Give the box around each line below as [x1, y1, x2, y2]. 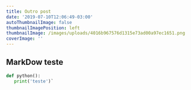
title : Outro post [6, 8, 51, 15]
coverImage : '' [6, 36, 43, 41]
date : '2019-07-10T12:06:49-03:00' [6, 14, 93, 20]
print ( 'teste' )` [14, 78, 54, 84]
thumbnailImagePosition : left [6, 25, 81, 31]
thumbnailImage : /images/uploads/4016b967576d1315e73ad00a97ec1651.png [6, 30, 185, 36]
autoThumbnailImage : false [6, 19, 72, 25]
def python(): [6, 72, 41, 79]
